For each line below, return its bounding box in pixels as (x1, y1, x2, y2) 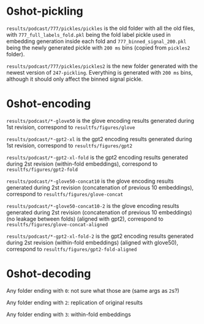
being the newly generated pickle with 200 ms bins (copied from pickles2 (6, 44, 191, 51)
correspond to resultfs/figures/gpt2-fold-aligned (6, 245, 137, 252)
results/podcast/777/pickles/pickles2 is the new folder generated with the (6, 62, 198, 70)
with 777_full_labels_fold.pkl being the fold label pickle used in (6, 31, 171, 38)
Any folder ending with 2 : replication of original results (6, 298, 143, 306)
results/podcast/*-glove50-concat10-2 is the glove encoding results (6, 202, 179, 209)
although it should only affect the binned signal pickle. (6, 75, 143, 83)
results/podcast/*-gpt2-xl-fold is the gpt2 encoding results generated (6, 153, 188, 161)
